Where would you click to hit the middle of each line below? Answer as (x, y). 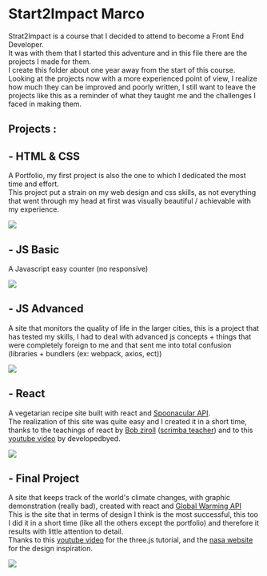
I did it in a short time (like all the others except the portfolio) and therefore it (134, 523)
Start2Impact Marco (77, 14)
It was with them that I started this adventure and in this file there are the (128, 53)
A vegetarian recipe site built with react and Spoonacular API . (110, 413)
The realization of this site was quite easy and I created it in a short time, (128, 421)
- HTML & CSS (44, 156)
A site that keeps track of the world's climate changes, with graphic (119, 498)
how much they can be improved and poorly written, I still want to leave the (132, 87)
